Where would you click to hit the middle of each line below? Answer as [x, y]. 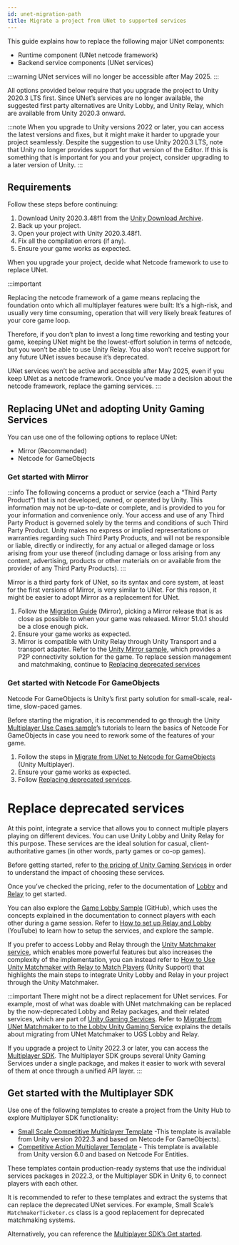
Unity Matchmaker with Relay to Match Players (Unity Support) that [106, 967]
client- [199, 843]
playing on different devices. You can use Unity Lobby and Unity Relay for [116, 835]
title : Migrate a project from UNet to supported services [97, 21]
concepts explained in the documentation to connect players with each [112, 915]
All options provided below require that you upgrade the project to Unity [113, 90]
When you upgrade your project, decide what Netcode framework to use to [118, 262]
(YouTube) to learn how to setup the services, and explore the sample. [111, 931]
